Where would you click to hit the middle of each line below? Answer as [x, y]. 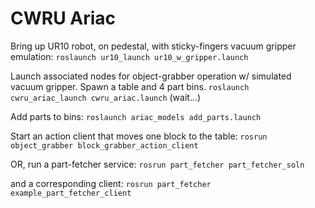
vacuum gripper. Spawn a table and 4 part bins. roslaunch [130, 86]
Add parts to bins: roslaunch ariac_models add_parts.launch [136, 116]
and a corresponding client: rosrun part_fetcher [111, 183]
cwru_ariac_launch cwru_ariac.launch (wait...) [106, 97]
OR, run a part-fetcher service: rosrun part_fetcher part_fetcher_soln [157, 164]
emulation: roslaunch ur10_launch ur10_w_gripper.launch [129, 56]
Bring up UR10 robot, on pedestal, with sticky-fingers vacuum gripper [153, 46]
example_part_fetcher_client [71, 193]
